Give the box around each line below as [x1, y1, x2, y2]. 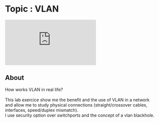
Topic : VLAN [5, 3, 59, 15]
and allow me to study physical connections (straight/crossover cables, [5, 102, 148, 108]
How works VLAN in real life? [5, 86, 63, 92]
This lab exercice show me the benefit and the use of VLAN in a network [5, 97, 150, 103]
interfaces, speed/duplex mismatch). [5, 107, 79, 113]
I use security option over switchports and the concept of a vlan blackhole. [5, 112, 155, 118]
